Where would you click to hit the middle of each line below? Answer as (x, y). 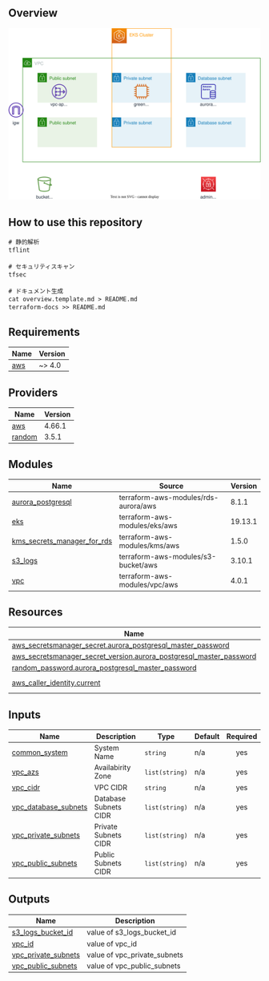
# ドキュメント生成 (36, 292)
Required (242, 736)
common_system (40, 752)
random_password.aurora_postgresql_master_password (104, 668)
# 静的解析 (24, 242)
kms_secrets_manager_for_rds (62, 541)
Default (207, 736)
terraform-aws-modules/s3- (168, 556)
